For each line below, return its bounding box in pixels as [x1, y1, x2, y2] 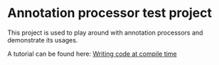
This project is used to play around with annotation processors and [7, 28, 203, 37]
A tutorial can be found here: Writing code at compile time [7, 49, 177, 58]
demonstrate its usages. [7, 35, 78, 44]
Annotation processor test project [7, 5, 212, 21]
